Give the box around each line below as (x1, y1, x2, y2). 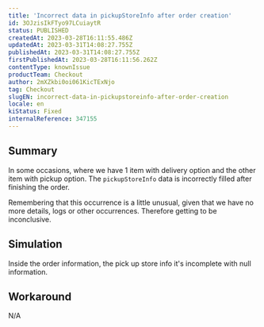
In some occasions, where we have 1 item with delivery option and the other (8, 165, 256, 175)
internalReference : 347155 (8, 115, 98, 123)
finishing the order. (8, 182, 70, 191)
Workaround (8, 290, 72, 303)
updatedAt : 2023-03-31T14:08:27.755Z (8, 41, 133, 49)
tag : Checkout (8, 85, 55, 94)
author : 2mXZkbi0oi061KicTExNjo (8, 78, 115, 86)
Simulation (8, 237, 63, 251)
